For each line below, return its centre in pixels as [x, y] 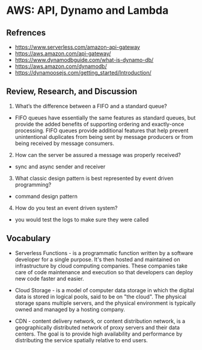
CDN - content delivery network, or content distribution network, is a [100, 321]
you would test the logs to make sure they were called [82, 220]
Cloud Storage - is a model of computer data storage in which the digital [104, 290]
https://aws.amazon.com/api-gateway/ [63, 54]
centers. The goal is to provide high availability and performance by [99, 334]
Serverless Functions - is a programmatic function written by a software [104, 253]
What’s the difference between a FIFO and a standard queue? [91, 106]
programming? [33, 185]
